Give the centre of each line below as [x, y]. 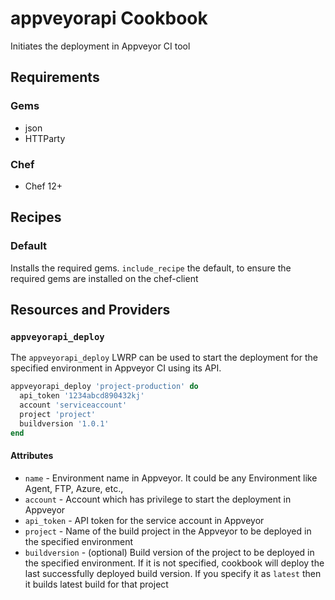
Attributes [32, 456]
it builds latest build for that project [96, 584]
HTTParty [45, 138]
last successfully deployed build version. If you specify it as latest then [173, 573]
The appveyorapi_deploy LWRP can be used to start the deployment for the [164, 358]
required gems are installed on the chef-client [104, 278]
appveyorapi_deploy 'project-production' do [104, 387]
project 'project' [58, 414]
